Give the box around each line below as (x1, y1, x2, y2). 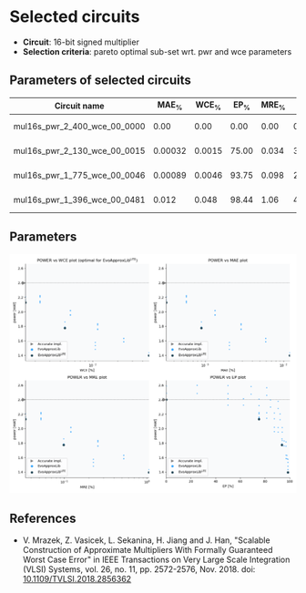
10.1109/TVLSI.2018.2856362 (22, 574, 132, 585)
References (9, 510, 76, 526)
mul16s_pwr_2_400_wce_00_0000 (13, 120, 146, 131)
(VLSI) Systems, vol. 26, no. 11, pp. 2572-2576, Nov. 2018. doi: (22, 564, 256, 575)
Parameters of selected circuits (9, 73, 191, 88)
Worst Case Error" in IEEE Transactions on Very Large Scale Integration (22, 554, 291, 566)
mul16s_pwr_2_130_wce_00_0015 (13, 145, 146, 156)
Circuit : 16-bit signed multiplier (22, 36, 139, 47)
